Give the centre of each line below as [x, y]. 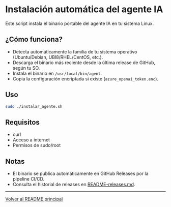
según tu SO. [26, 68]
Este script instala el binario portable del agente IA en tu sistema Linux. [80, 23]
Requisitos [22, 122]
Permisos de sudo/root [37, 145]
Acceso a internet [31, 140]
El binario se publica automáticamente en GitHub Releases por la [80, 173]
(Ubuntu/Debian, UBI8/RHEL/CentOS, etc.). [58, 57]
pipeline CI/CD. [28, 179]
